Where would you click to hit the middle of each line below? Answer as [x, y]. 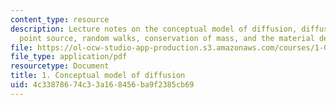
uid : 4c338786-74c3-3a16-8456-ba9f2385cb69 [102, 85]
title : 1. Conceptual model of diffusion [98, 76]
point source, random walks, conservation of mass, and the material [167, 38]
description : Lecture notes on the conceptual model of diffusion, [154, 29]
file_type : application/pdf [69, 57]
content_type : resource [60, 19]
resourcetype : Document [60, 66]
